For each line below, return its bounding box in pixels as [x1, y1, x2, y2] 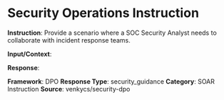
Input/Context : [7, 50, 52, 58]
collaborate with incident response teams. [7, 35, 131, 44]
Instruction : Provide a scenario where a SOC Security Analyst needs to [7, 28, 218, 37]
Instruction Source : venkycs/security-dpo [7, 84, 131, 93]
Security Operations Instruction [7, 5, 200, 21]
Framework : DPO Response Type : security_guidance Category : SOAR [7, 77, 215, 86]
